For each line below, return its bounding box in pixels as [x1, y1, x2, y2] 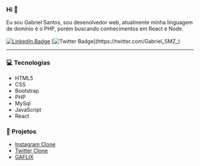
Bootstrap [14, 87, 39, 94]
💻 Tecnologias [6, 59, 51, 67]
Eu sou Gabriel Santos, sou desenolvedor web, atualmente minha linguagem [6, 19, 193, 26]
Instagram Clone [14, 140, 56, 148]
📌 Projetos [6, 127, 37, 136]
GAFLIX [14, 153, 34, 160]
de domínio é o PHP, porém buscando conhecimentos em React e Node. [6, 25, 184, 32]
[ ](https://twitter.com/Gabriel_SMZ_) [51, 38, 180, 45]
